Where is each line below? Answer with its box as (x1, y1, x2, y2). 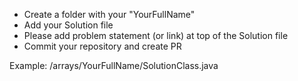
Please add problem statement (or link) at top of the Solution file (23, 30, 289, 41)
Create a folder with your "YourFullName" (23, 9, 196, 20)
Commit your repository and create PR (23, 40, 182, 52)
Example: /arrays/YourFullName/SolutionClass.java (9, 60, 219, 71)
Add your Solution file (23, 19, 114, 31)
